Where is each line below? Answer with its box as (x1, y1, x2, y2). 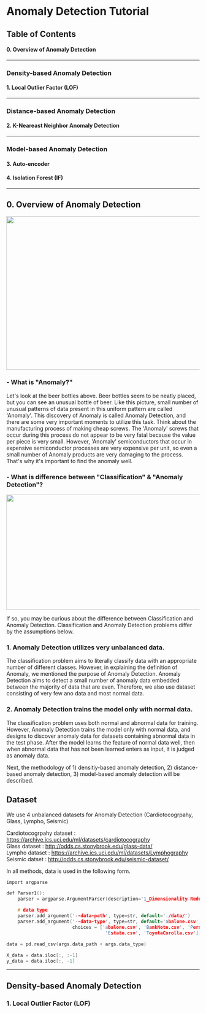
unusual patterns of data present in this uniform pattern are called (6, 405, 173, 412)
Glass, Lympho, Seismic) (6, 817, 69, 824)
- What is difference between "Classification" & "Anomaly (6, 472, 183, 481)
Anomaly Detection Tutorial (6, 4, 149, 18)
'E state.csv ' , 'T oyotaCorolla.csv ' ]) (105, 929, 202, 936)
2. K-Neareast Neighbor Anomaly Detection (6, 122, 120, 130)
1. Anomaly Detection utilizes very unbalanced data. (6, 643, 165, 652)
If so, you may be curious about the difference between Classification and (6, 615, 193, 622)
